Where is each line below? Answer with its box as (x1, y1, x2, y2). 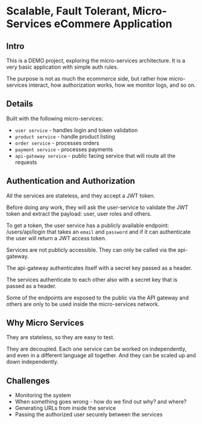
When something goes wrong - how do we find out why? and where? (14, 398, 187, 405)
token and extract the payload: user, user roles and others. (6, 210, 152, 217)
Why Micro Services (6, 318, 84, 328)
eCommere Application (54, 17, 172, 31)
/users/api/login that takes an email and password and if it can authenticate (6, 228, 191, 235)
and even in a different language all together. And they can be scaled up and (6, 352, 196, 359)
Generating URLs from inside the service (14, 405, 116, 412)
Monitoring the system (14, 391, 71, 399)
